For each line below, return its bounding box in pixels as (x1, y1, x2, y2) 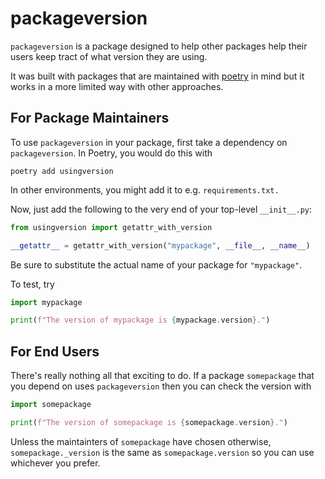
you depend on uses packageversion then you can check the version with (10, 380, 312, 392)
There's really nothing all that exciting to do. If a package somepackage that (10, 370, 315, 382)
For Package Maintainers (10, 110, 170, 127)
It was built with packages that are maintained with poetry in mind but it (10, 70, 305, 82)
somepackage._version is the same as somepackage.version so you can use (10, 446, 315, 458)
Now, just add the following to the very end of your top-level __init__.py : (10, 203, 313, 215)
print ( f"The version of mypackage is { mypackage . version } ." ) (10, 315, 271, 326)
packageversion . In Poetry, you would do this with (10, 147, 213, 159)
